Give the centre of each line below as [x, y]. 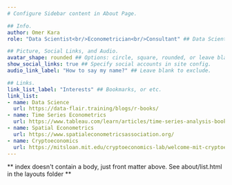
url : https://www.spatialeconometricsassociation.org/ [94, 134]
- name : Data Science [38, 102]
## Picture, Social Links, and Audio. [63, 51]
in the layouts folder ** [39, 174]
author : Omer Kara [33, 32]
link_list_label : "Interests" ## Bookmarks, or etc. [85, 89]
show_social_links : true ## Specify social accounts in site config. [109, 64]
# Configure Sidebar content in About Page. [72, 13]
